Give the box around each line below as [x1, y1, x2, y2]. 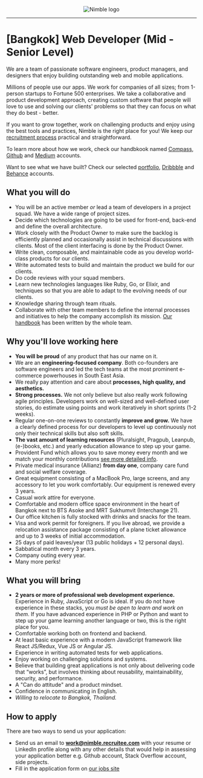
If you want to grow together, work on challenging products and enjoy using [6, 121, 195, 128]
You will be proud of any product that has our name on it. [14, 352, 158, 359]
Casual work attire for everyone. [14, 493, 95, 501]
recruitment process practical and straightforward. [6, 133, 132, 141]
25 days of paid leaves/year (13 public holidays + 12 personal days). [14, 538, 184, 546]
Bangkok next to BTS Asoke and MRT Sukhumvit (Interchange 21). [14, 506, 179, 513]
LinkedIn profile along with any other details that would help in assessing [14, 746, 196, 753]
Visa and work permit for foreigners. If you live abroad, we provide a [14, 519, 185, 527]
